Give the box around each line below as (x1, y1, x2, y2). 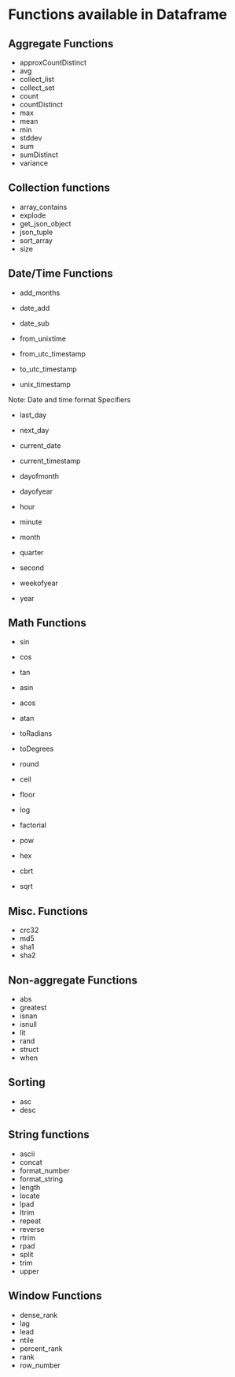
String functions (8, 1128, 90, 1141)
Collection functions (8, 181, 110, 195)
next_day (19, 425, 50, 435)
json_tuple (19, 227, 53, 237)
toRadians (19, 729, 53, 738)
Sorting (8, 1076, 46, 1089)
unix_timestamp (19, 379, 71, 389)
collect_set (19, 83, 55, 92)
